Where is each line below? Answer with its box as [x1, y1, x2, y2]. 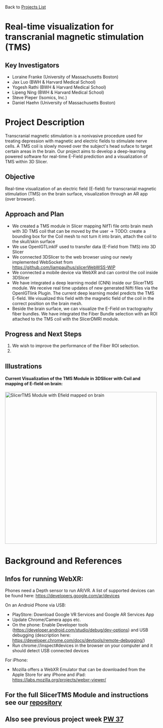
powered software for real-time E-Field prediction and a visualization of [5, 153, 148, 159]
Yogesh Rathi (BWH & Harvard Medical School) [12, 85, 106, 90]
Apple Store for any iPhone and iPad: [12, 672, 86, 677]
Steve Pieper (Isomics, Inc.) [12, 95, 67, 100]
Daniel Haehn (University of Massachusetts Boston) [12, 100, 115, 105]
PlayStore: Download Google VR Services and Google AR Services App [12, 611, 154, 617]
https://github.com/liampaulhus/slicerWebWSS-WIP [12, 264, 115, 270]
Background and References [5, 555, 122, 567]
